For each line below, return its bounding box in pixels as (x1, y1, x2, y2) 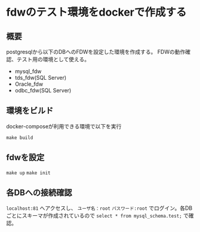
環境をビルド (6, 106, 54, 116)
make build (6, 134, 33, 141)
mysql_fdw (14, 68, 42, 75)
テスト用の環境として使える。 (16, 56, 90, 63)
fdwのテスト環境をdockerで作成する (6, 5, 187, 19)
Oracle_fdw (14, 80, 44, 88)
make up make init (6, 170, 51, 176)
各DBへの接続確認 (6, 188, 73, 198)
